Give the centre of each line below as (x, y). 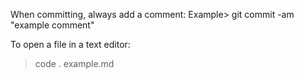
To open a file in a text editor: (70, 44)
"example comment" (52, 25)
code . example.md (74, 63)
